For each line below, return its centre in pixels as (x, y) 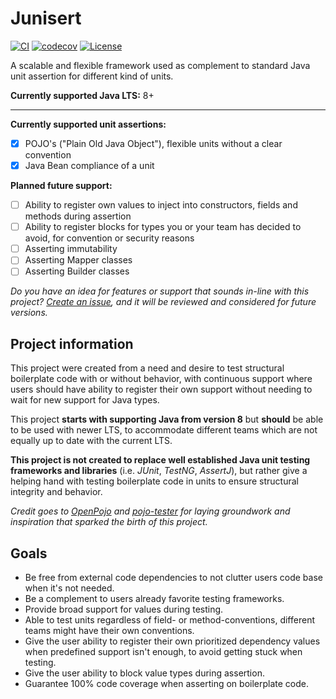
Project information (72, 343)
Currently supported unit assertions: (88, 124)
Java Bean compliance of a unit (89, 165)
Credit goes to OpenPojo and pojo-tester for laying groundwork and (150, 511)
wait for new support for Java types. (85, 400)
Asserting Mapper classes (78, 260)
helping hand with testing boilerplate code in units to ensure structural (154, 481)
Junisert (46, 18)
